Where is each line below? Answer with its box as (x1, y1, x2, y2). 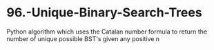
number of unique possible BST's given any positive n (6, 34, 160, 42)
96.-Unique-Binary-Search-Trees (6, 5, 202, 21)
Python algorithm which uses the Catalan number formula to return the (6, 27, 208, 36)
